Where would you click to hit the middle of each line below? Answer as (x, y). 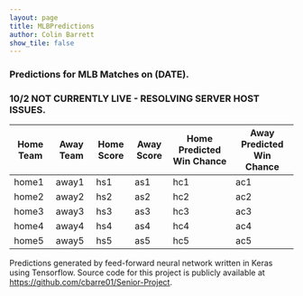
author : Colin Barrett (52, 34)
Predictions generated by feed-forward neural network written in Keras (141, 264)
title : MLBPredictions (52, 26)
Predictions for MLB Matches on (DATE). (99, 75)
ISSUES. (28, 110)
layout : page (34, 18)
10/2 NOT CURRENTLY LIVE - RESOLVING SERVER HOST (134, 98)
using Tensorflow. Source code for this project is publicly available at (138, 273)
